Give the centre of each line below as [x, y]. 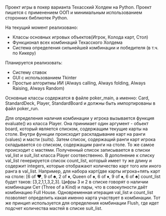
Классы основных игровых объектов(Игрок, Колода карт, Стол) [80, 37]
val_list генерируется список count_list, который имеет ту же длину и [79, 161]
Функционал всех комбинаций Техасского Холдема [67, 42]
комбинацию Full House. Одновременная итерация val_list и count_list [79, 192]
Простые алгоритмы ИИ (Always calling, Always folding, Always [79, 83]
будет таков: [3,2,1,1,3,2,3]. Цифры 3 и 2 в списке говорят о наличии [77, 182]
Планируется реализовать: [34, 63]
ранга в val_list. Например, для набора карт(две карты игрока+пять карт [83, 171]
